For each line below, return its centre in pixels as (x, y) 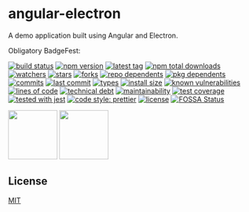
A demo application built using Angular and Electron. (93, 35)
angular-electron (65, 14)
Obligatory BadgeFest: (44, 50)
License (28, 181)
